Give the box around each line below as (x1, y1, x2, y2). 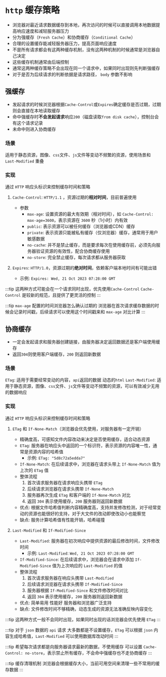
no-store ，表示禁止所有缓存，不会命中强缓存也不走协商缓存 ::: (25, 650, 152, 656)
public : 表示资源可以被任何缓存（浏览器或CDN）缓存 (27, 223, 135, 229)
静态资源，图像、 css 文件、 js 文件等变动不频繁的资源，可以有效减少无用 (13, 383, 160, 389)
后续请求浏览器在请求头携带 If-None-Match (27, 486, 114, 492)
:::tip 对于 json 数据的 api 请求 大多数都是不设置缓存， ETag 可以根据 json (5, 627, 153, 633)
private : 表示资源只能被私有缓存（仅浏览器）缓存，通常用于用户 (27, 230, 159, 236)
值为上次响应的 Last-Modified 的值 (52, 563, 123, 569)
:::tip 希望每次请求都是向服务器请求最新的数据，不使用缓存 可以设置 (5, 643, 143, 649)
